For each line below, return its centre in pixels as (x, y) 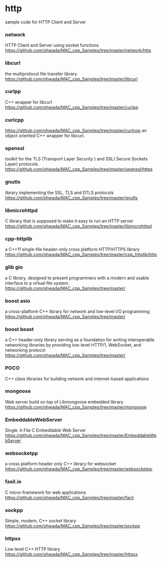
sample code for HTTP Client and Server (46, 22)
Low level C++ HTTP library (33, 549)
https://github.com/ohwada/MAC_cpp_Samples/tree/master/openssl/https (79, 169)
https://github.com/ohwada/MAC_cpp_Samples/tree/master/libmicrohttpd (78, 226)
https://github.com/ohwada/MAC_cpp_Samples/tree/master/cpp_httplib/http (81, 254)
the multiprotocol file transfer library (41, 74)
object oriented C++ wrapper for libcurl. (45, 136)
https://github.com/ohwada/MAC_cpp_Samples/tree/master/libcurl (71, 79)
